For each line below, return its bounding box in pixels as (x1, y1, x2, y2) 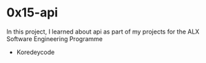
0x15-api (6, 5, 59, 21)
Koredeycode (16, 48, 55, 56)
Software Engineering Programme (6, 34, 103, 42)
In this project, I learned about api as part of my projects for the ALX (6, 27, 200, 36)
